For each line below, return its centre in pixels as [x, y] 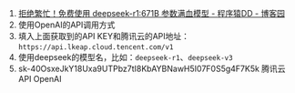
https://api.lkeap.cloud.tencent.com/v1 [96, 47]
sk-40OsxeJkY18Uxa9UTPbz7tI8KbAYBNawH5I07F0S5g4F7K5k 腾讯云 [152, 68]
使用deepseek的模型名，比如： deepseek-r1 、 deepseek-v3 [126, 57]
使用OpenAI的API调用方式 [66, 25]
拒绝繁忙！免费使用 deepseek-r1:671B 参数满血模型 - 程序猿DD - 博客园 [151, 13]
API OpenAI [40, 79]
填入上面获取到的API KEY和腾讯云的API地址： [103, 36]
